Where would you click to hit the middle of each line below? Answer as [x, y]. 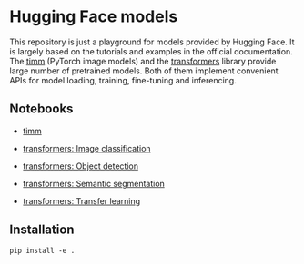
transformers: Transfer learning [81, 200]
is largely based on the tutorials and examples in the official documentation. [151, 51]
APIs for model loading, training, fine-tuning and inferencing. [123, 80]
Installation [42, 230]
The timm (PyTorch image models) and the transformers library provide [143, 61]
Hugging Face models [94, 17]
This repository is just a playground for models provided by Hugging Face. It [152, 42]
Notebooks [41, 109]
